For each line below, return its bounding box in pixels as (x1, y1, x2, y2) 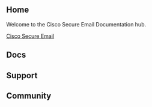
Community (6, 90, 52, 101)
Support (6, 70, 38, 81)
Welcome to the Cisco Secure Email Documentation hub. (6, 20, 146, 28)
